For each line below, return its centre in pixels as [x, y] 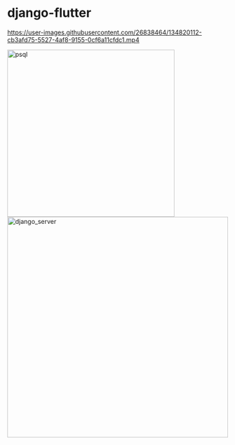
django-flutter [49, 13]
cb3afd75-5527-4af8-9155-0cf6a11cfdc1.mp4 [73, 39]
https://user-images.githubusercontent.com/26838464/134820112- [105, 32]
